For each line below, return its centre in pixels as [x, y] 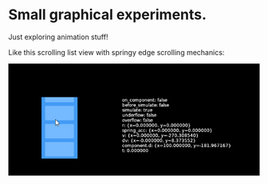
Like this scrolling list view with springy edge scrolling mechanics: [116, 52]
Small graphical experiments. [108, 15]
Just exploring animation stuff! [58, 37]
